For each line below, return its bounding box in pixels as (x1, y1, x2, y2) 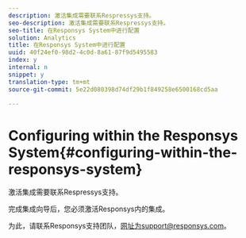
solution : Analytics (8, 33, 77, 42)
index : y (8, 56, 37, 64)
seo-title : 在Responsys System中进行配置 (8, 26, 140, 34)
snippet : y (8, 71, 44, 79)
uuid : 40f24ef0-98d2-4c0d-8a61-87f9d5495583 (8, 48, 158, 56)
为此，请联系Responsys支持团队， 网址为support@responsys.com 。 (8, 221, 232, 231)
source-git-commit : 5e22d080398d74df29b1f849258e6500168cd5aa (8, 85, 218, 94)
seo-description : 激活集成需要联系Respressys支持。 (8, 19, 170, 27)
